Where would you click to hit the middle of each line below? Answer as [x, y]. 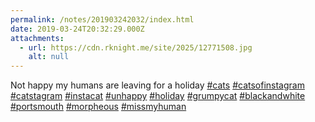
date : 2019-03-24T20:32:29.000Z [77, 29]
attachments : [37, 38]
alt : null [49, 57]
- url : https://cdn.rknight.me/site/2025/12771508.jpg [136, 47]
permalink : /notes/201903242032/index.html [102, 19]
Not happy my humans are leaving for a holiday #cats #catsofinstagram [157, 85]
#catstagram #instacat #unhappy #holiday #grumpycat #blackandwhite [158, 96]
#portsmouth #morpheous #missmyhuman [98, 107]
